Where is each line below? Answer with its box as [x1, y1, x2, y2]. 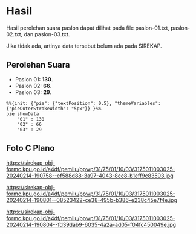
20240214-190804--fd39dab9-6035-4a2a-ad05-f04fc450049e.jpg [6, 221, 177, 228]
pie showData [6, 110, 39, 117]
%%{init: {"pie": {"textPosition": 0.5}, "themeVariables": [6, 100, 162, 106]
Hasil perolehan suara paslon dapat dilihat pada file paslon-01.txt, [6, 24, 170, 31]
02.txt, [6, 30, 23, 37]
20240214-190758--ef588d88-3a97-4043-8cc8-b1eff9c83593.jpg [6, 172, 174, 179]
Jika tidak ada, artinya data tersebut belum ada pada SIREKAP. [6, 42, 162, 49]
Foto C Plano [6, 143, 55, 153]
